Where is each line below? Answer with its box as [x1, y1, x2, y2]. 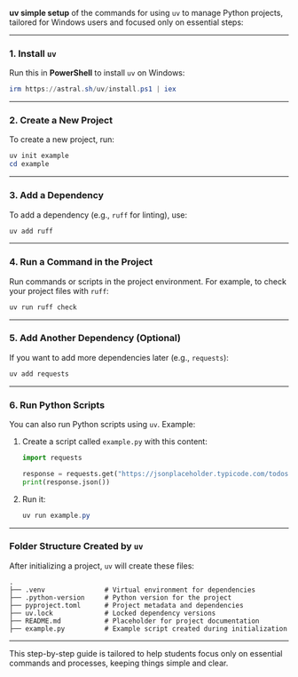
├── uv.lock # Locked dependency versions [9, 609, 216, 617]
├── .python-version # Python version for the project [9, 593, 232, 602]
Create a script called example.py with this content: [21, 436, 208, 447]
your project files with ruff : [9, 285, 109, 296]
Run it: [21, 493, 46, 505]
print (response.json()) [21, 477, 111, 487]
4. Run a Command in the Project [9, 256, 153, 268]
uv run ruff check [9, 302, 77, 312]
